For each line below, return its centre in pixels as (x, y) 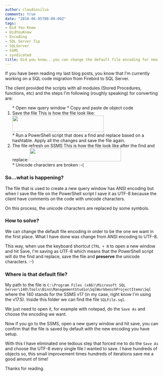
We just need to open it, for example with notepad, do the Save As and (75, 309)
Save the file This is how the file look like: (53, 113)
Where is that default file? (36, 274)
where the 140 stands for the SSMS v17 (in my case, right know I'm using (78, 294)
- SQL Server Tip (23, 42)
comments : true (20, 14)
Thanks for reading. (25, 369)
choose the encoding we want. (36, 314)
